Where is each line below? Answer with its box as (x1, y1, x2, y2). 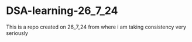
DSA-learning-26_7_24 (6, 4, 118, 17)
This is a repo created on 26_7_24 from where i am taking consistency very (6, 23, 186, 30)
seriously (6, 29, 28, 36)
